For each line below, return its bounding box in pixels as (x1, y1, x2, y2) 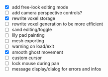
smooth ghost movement (11, 49, 63, 55)
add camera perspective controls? (11, 10, 83, 16)
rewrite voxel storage (11, 15, 56, 21)
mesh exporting (11, 38, 44, 44)
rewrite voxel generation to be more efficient (11, 21, 103, 27)
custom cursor (11, 55, 42, 61)
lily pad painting (11, 32, 45, 38)
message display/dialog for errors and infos (11, 66, 102, 72)
